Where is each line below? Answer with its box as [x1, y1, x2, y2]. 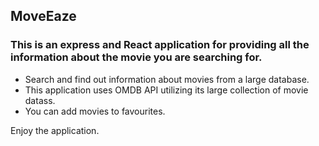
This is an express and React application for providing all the [10, 38, 310, 52]
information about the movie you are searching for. [10, 50, 263, 64]
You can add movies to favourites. [24, 105, 166, 117]
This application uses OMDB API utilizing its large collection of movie [24, 84, 309, 96]
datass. [24, 94, 56, 106]
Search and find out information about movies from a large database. [24, 73, 310, 85]
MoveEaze [10, 8, 77, 25]
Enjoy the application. [10, 124, 100, 136]
